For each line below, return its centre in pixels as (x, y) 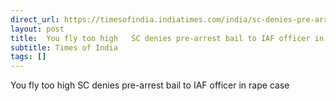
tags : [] (28, 57)
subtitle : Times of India (64, 47)
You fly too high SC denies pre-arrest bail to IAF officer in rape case (150, 85)
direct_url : (35, 19)
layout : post (37, 29)
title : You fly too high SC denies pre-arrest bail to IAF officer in (167, 38)
